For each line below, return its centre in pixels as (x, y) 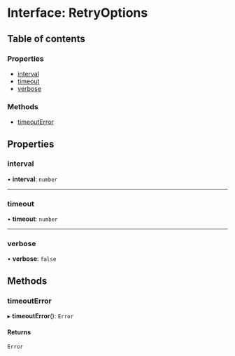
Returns (19, 332)
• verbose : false (32, 259)
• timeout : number (33, 219)
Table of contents (46, 39)
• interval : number (33, 179)
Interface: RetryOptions (78, 13)
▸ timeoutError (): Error (41, 316)
